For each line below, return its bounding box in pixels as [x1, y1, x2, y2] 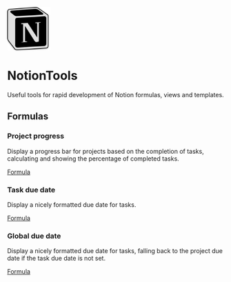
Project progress [7, 131, 64, 141]
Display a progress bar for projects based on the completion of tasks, [7, 147, 205, 155]
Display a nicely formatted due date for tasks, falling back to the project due [7, 247, 223, 255]
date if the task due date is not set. [7, 254, 106, 263]
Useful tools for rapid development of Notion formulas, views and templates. [7, 90, 224, 99]
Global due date [7, 231, 61, 241]
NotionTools [7, 68, 78, 83]
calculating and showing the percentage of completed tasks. [7, 154, 179, 163]
